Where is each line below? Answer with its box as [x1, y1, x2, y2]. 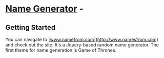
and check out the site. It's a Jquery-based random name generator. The [5, 42, 159, 48]
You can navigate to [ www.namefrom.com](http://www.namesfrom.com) [5, 36, 159, 42]
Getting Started [5, 23, 56, 32]
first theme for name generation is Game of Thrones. [5, 47, 117, 53]
